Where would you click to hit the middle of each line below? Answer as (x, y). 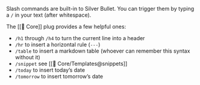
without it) (27, 57)
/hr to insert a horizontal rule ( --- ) (58, 45)
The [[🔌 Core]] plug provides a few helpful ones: (66, 27)
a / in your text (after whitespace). (49, 15)
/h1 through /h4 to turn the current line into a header (80, 38)
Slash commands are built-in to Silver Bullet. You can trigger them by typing (100, 9)
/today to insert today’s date (50, 70)
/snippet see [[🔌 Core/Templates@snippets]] (71, 63)
